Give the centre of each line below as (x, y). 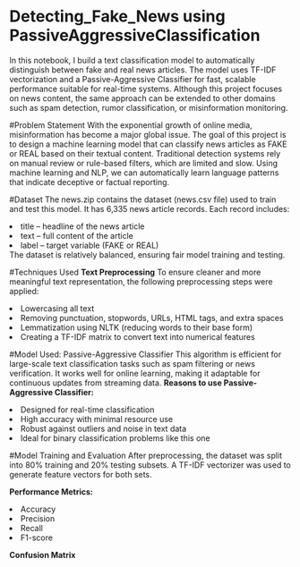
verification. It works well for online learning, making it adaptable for (135, 373)
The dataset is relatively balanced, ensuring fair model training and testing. (147, 254)
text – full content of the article (77, 235)
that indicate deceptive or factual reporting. (90, 182)
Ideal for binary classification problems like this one (116, 438)
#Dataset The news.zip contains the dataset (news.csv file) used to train (143, 199)
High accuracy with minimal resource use (97, 419)
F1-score (37, 537)
